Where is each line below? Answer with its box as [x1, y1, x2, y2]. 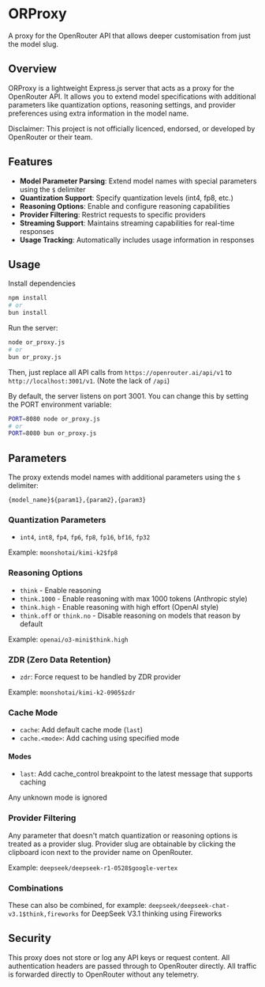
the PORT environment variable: [8, 399, 112, 409]
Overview [8, 62, 58, 76]
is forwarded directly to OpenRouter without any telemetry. [8, 970, 200, 979]
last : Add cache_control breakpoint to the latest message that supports [19, 769, 253, 779]
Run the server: [8, 323, 58, 332]
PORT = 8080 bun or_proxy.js [8, 429, 97, 437]
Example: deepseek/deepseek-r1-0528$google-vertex [8, 863, 178, 872]
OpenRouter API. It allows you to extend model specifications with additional [8, 92, 256, 101]
